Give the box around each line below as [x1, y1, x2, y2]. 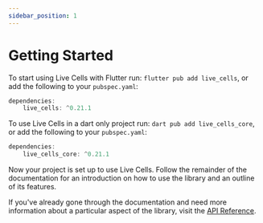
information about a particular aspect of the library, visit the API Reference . [8, 206, 257, 216]
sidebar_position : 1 [8, 11, 78, 20]
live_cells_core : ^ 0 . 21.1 [23, 150, 110, 159]
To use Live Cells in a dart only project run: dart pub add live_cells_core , [8, 119, 255, 128]
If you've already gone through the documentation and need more [8, 197, 228, 207]
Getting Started [8, 46, 114, 64]
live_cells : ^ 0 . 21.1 [23, 104, 92, 112]
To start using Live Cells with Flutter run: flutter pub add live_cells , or [8, 73, 249, 83]
